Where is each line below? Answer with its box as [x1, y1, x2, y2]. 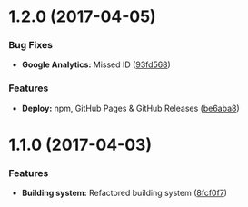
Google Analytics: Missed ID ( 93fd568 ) [21, 59, 172, 70]
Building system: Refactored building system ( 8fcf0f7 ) [21, 188, 228, 199]
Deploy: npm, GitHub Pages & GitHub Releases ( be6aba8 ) [21, 103, 240, 113]
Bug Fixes [8, 39, 54, 52]
